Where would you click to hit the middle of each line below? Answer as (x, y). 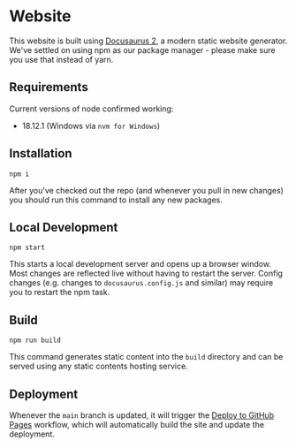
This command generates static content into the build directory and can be (146, 357)
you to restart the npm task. (60, 292)
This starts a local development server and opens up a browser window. (140, 264)
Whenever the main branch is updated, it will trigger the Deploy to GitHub (142, 415)
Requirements (49, 87)
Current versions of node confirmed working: (91, 109)
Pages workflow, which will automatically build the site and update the (137, 425)
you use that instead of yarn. (61, 59)
